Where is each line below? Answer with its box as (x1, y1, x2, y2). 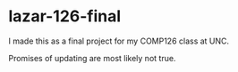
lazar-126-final (8, 6, 122, 27)
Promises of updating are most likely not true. (8, 52, 176, 63)
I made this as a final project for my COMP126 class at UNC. (8, 36, 230, 46)
